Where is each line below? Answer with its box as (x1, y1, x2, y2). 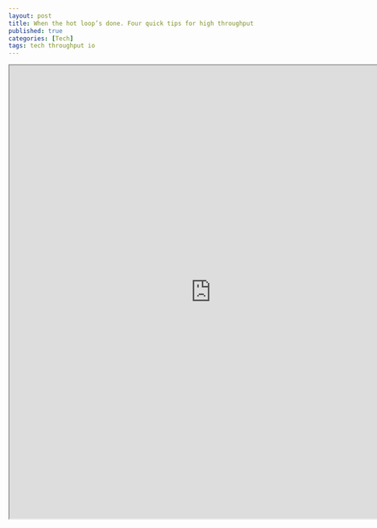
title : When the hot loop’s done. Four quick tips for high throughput (8, 19, 254, 27)
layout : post (8, 11, 52, 20)
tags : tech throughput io (8, 42, 95, 50)
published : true (8, 27, 63, 35)
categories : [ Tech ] (8, 34, 74, 43)
